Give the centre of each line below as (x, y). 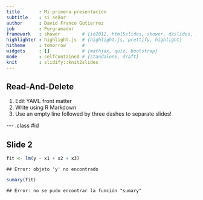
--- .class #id (23, 126)
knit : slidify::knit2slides (52, 62)
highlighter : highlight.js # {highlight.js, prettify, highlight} (94, 40)
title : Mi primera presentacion (56, 12)
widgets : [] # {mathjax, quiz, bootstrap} (82, 51)
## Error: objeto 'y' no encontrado (52, 169)
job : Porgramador (40, 29)
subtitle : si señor (36, 17)
